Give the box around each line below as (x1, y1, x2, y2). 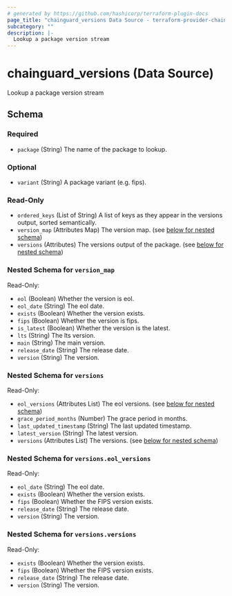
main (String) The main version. (17, 338, 106, 347)
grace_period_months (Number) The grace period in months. (17, 414, 188, 422)
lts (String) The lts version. (17, 331, 95, 339)
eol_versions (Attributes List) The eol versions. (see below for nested (17, 399, 215, 408)
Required (7, 129, 39, 139)
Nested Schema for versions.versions (7, 530, 137, 539)
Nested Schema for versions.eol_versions (7, 453, 151, 463)
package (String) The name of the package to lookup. (17, 145, 167, 153)
